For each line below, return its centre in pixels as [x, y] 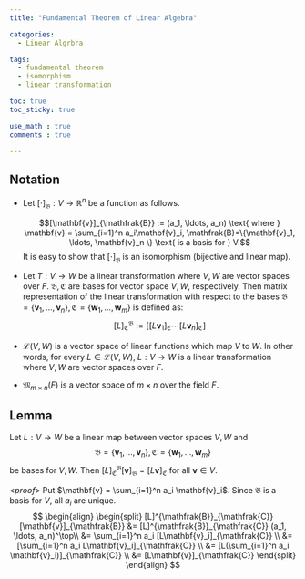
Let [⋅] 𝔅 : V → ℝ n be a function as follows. [101, 203]
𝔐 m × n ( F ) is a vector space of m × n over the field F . [121, 386]
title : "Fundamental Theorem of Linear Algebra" [103, 18]
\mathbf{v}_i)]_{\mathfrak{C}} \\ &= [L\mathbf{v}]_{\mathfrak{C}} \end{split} [153, 555]
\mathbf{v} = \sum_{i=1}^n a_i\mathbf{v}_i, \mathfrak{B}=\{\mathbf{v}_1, [160, 233]
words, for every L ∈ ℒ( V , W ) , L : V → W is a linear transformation [147, 357]
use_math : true [40, 126]
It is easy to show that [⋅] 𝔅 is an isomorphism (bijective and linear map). [157, 258]
